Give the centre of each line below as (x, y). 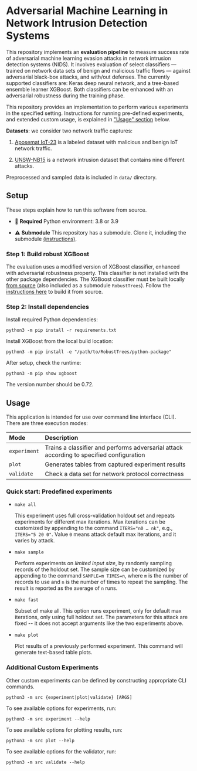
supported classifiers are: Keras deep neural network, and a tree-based (93, 83)
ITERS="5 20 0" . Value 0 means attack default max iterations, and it (95, 534)
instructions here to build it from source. (55, 292)
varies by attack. (35, 541)
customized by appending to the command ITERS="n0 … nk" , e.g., (94, 528)
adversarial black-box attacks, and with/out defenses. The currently (88, 77)
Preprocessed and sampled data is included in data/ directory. (81, 177)
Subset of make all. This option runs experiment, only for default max (98, 611)
